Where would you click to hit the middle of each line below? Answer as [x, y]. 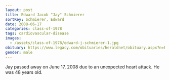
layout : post [19, 10]
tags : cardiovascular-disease [37, 33]
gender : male [19, 52]
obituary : [16, 48]
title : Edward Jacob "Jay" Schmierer [45, 15]
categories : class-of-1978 [34, 29]
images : [13, 38]
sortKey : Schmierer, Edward [35, 19]
